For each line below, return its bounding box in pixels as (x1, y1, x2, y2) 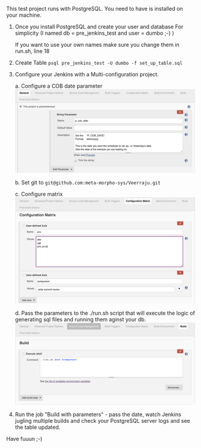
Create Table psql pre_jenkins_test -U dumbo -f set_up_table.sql (14, 59, 183, 66)
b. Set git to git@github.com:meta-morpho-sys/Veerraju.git (14, 179, 161, 186)
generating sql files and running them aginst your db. (14, 315, 146, 323)
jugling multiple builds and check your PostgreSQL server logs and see (14, 417, 190, 424)
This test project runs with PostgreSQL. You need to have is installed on (6, 5, 183, 12)
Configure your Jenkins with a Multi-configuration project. (14, 71, 159, 77)
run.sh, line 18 (14, 47, 50, 55)
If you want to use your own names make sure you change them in (14, 41, 180, 48)
